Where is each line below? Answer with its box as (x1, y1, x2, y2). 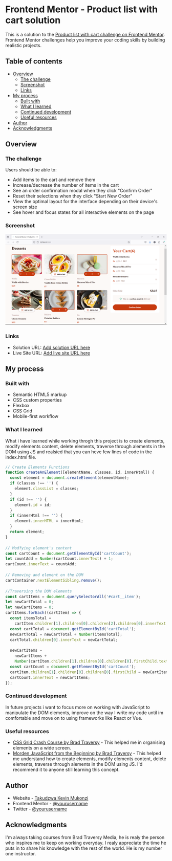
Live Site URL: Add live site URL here (12, 349, 91, 356)
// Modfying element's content (5, 545, 72, 550)
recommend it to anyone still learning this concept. (12, 766, 120, 772)
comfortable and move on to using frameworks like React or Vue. (5, 715, 142, 721)
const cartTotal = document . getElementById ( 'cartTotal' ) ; (10, 626, 137, 631)
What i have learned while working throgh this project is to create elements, (5, 437, 165, 444)
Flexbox (12, 403, 30, 409)
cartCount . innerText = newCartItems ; (10, 675, 91, 680)
